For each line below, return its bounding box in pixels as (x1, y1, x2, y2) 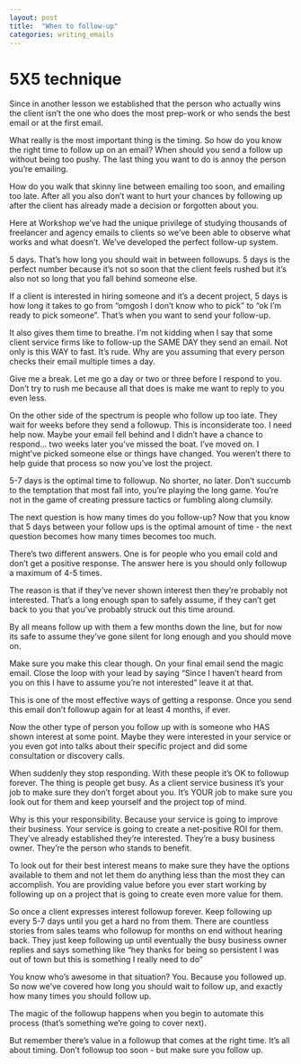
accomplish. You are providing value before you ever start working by (9, 879, 267, 890)
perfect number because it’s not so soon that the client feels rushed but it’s (9, 264, 288, 275)
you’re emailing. (9, 164, 69, 175)
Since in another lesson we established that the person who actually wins (9, 98, 281, 109)
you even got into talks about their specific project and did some (9, 741, 248, 752)
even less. (9, 392, 48, 403)
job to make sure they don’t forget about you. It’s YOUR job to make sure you (9, 787, 293, 798)
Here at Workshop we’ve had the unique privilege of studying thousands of (9, 218, 288, 229)
